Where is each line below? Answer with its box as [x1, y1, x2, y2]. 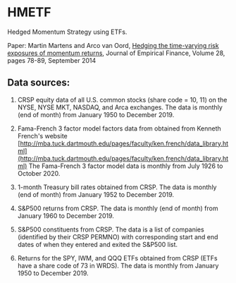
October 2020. [17, 169, 61, 177]
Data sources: [7, 77, 70, 89]
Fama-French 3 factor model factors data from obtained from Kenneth [17, 124, 222, 133]
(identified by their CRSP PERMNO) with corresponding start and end [17, 232, 218, 241]
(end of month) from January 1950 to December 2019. [17, 110, 175, 119]
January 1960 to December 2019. [17, 211, 115, 219]
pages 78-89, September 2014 [7, 56, 97, 64]
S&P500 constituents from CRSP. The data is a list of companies [17, 225, 204, 234]
